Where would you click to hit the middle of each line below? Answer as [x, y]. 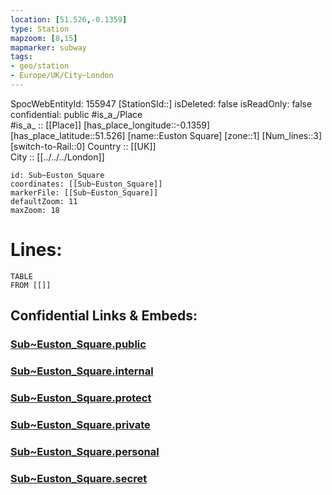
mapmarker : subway [48, 47]
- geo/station [40, 66]
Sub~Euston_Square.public [78, 344]
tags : [21, 57]
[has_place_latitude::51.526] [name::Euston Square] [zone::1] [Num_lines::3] [166, 135]
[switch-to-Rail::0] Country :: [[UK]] [83, 146]
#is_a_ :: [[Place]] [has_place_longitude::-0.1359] [110, 125]
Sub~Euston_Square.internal [82, 371]
